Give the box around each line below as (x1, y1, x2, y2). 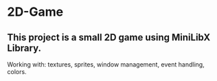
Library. (7, 42, 41, 54)
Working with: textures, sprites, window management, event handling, (7, 60, 205, 69)
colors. (7, 68, 27, 76)
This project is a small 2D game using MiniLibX (7, 32, 211, 43)
